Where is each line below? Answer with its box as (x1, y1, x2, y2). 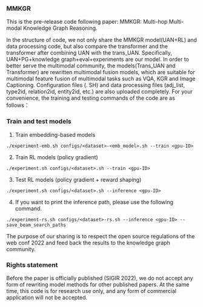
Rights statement (6, 260, 58, 269)
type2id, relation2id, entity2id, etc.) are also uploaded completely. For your (6, 88, 193, 95)
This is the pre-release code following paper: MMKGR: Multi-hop (6, 18, 168, 26)
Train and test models (6, 117, 72, 126)
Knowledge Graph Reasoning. (23, 24, 98, 32)
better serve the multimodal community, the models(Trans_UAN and (6, 62, 176, 69)
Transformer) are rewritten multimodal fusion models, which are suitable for (6, 69, 195, 76)
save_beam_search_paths (6, 222, 67, 228)
